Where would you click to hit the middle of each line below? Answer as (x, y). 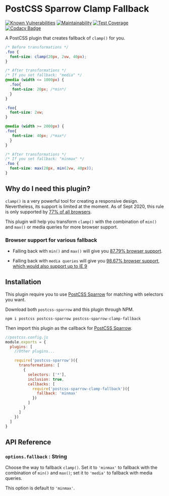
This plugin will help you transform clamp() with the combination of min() (81, 221)
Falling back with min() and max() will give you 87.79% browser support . (88, 251)
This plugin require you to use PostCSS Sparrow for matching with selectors (84, 294)
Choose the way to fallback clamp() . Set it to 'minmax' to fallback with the (81, 468)
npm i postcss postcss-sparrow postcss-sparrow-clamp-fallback (73, 319)
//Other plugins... (35, 351)
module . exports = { (26, 342)
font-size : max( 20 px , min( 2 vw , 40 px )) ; (52, 168)
